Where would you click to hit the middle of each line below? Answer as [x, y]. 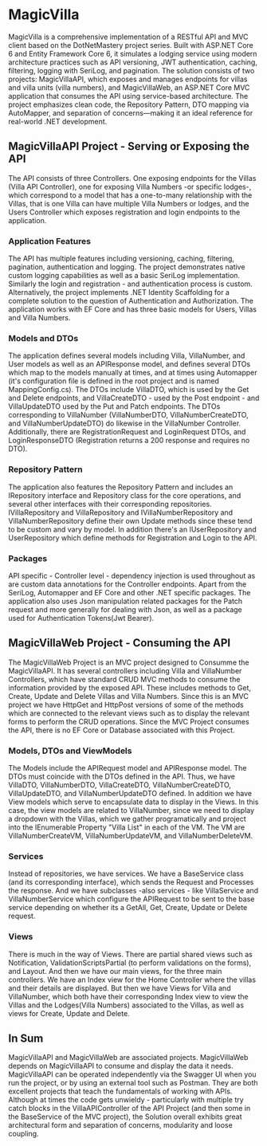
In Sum [26, 1039]
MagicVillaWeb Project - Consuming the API [120, 643]
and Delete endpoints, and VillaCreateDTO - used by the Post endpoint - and [134, 398]
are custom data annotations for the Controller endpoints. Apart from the [128, 584]
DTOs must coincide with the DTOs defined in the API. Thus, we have [122, 777]
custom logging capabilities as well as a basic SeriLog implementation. [124, 276]
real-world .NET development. [58, 121]
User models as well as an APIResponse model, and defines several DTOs [130, 364]
